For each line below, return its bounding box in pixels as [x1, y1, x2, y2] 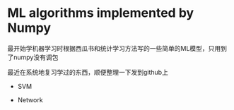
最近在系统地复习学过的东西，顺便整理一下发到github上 [7, 68, 168, 76]
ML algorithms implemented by [7, 5, 194, 21]
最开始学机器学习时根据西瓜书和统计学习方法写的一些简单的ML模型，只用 [7, 44, 221, 52]
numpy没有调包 [13, 53, 59, 61]
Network [17, 95, 44, 104]
